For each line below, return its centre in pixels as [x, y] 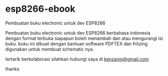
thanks [12, 69]
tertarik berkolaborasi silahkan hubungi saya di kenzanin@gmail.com [77, 59]
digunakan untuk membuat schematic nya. [50, 49]
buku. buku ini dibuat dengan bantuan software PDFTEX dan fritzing [77, 43]
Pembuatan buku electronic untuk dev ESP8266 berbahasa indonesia [78, 33]
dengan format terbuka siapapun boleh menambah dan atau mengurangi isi [84, 38]
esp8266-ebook [40, 9]
